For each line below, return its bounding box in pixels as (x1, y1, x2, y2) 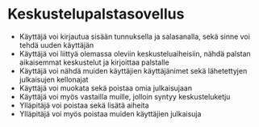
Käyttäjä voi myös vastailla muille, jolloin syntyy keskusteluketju (19, 91, 231, 101)
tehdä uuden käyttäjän (19, 40, 94, 49)
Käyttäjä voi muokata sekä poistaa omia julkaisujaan (19, 83, 193, 93)
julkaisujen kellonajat (19, 74, 89, 84)
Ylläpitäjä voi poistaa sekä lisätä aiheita (19, 100, 150, 110)
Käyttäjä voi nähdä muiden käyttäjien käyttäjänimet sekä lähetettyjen (19, 66, 248, 75)
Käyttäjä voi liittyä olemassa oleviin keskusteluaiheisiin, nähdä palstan (19, 49, 251, 58)
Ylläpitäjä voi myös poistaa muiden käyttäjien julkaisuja (19, 108, 202, 118)
